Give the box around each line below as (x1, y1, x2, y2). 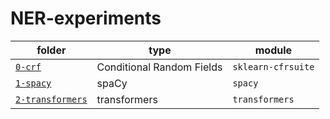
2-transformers (15, 93, 88, 105)
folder (36, 43, 67, 57)
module (254, 43, 293, 57)
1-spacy (15, 77, 52, 89)
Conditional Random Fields (96, 60, 223, 74)
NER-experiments (10, 7, 162, 30)
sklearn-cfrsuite (232, 61, 315, 72)
